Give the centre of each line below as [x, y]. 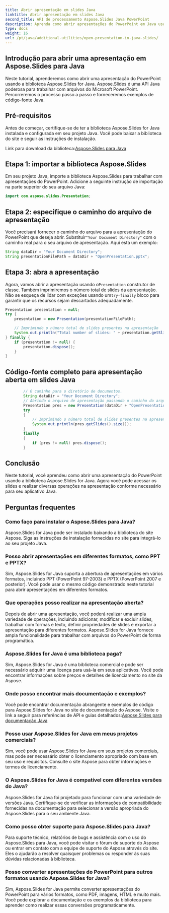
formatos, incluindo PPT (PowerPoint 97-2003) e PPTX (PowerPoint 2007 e [83, 579]
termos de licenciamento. [31, 767]
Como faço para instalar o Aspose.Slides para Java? [70, 521]
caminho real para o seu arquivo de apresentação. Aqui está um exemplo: [82, 243]
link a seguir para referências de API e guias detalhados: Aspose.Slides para [84, 715]
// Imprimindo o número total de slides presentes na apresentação [86, 328]
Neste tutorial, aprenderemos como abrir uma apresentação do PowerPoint [83, 78]
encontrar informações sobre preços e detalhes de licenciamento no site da [84, 675]
